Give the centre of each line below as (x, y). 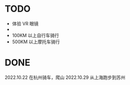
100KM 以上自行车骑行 (35, 35)
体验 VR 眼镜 (25, 23)
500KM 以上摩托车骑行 (36, 42)
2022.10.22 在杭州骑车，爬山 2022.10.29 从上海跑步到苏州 (65, 77)
